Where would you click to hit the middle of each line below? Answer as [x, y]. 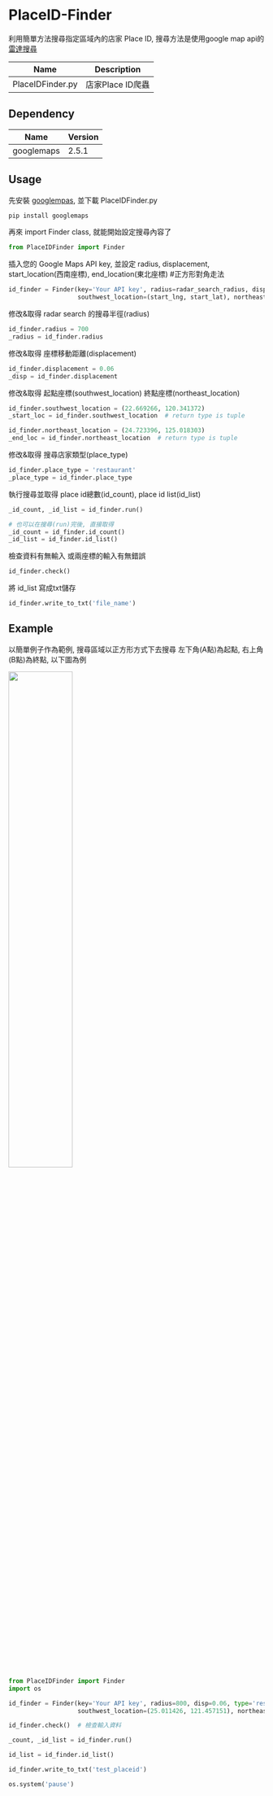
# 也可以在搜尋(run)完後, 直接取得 [61, 524]
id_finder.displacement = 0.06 [61, 369]
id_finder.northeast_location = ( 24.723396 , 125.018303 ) [107, 430]
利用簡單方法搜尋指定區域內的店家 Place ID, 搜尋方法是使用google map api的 [136, 38]
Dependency [41, 114]
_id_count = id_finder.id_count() [67, 532]
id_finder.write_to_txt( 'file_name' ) [72, 604]
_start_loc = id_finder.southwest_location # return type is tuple [127, 416]
